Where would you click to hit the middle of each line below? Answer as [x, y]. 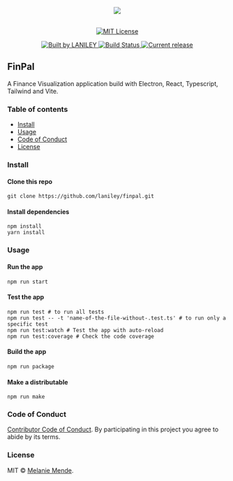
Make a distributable [38, 382]
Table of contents [38, 109]
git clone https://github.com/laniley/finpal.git [81, 196]
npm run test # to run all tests [56, 312]
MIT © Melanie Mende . [40, 470]
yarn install [26, 233]
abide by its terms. [34, 437]
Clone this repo [30, 181]
